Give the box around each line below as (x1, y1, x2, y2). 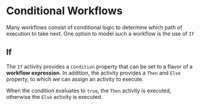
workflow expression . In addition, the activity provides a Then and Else (6, 69, 181, 76)
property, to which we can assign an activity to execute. (6, 75, 144, 82)
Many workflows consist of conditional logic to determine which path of (6, 24, 183, 31)
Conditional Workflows (6, 4, 123, 18)
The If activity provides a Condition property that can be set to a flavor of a (6, 63, 193, 70)
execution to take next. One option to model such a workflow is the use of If (6, 30, 195, 37)
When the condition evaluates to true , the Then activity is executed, (6, 87, 171, 94)
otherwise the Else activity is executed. (6, 93, 103, 100)
